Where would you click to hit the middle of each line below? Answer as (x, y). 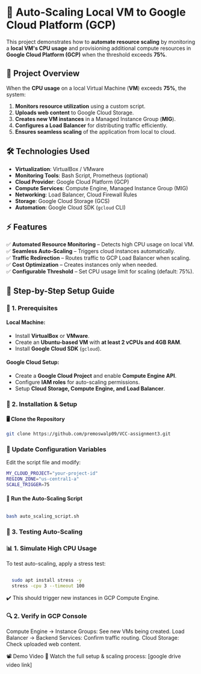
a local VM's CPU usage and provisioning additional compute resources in (99, 48)
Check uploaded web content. (44, 644)
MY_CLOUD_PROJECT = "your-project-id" (52, 473)
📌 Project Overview (43, 74)
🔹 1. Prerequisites (32, 308)
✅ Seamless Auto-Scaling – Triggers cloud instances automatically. (91, 251)
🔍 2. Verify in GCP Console (47, 616)
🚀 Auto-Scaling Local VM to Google (96, 12)
